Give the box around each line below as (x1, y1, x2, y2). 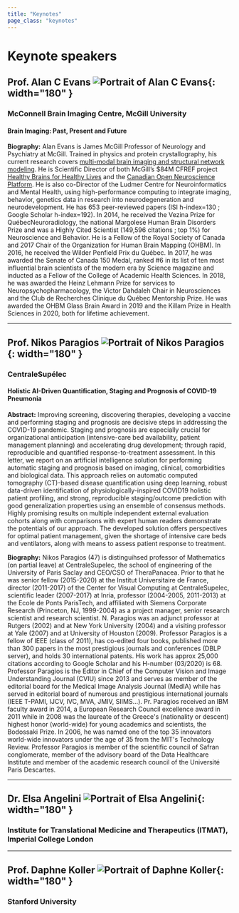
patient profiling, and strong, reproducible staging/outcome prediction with (7, 493, 226, 502)
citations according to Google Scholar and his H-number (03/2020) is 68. (7, 659, 223, 667)
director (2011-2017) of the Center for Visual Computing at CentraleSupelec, (7, 583, 230, 592)
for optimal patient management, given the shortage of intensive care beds (7, 531, 227, 540)
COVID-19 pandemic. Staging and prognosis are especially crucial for (7, 425, 211, 434)
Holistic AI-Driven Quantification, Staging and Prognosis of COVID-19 (7, 387, 217, 395)
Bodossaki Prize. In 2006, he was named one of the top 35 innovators (7, 727, 212, 736)
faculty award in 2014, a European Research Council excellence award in (7, 705, 221, 713)
